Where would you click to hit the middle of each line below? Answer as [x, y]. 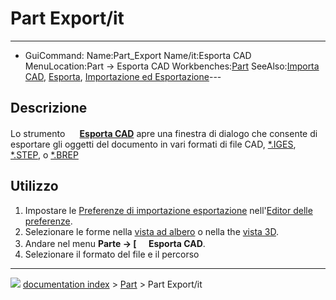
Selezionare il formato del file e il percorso [112, 254]
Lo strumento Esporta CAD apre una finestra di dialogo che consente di [164, 133]
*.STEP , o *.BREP [44, 154]
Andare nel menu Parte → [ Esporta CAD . [115, 243]
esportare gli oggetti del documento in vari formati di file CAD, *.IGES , [153, 144]
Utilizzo [34, 186]
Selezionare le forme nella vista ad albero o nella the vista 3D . [152, 231]
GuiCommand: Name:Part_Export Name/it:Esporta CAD [138, 55]
